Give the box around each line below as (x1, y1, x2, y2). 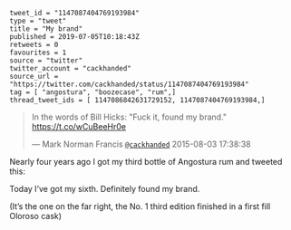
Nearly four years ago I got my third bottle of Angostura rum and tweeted (9, 157, 283, 167)
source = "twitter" (9, 56, 83, 65)
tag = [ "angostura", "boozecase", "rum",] (9, 88, 177, 97)
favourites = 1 (9, 48, 67, 57)
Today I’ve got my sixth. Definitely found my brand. (9, 184, 200, 194)
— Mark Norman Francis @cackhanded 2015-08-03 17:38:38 (31, 139, 251, 149)
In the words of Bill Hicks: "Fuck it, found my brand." (31, 111, 228, 122)
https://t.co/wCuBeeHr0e (31, 121, 127, 131)
